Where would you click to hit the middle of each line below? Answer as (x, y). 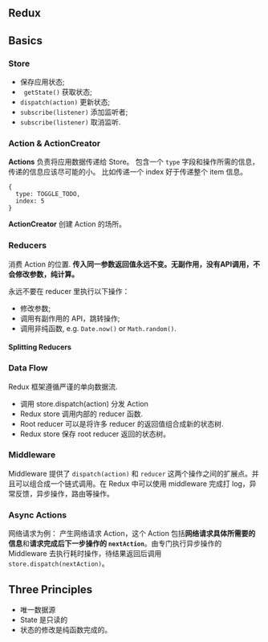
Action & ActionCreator (55, 143)
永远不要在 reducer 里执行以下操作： (69, 291)
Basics (25, 41)
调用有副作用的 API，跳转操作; (70, 318)
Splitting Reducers (40, 347)
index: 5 (30, 201)
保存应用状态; (43, 82)
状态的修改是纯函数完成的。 (66, 629)
